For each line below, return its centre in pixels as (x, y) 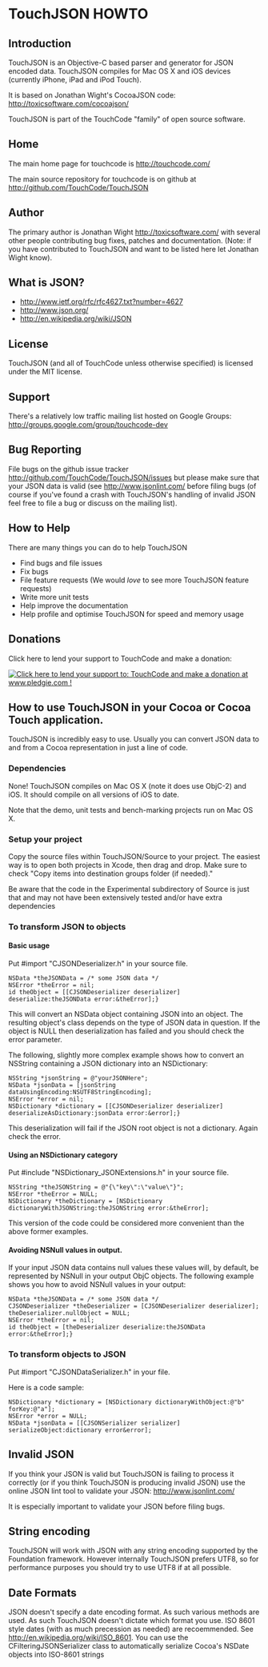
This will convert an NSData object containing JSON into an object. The (126, 1014)
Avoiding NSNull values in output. (65, 1249)
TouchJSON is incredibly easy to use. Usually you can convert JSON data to (134, 739)
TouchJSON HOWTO (78, 14)
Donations (35, 640)
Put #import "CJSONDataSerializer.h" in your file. (89, 1372)
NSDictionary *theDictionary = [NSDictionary (85, 1201)
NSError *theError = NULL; (53, 1194)
